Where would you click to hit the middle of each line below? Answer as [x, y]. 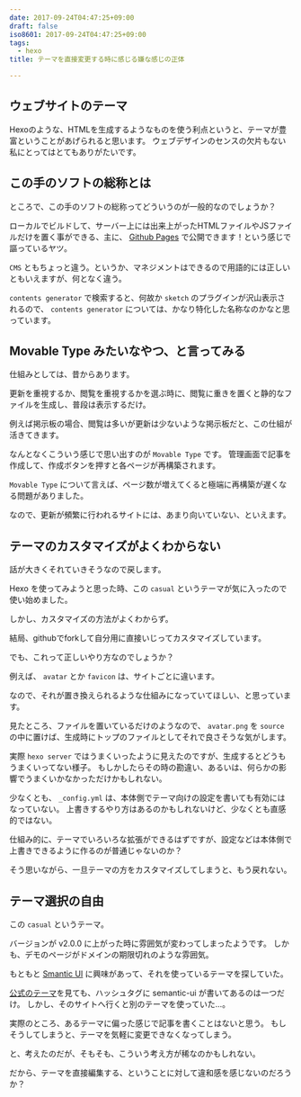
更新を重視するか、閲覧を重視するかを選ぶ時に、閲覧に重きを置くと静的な [147, 393]
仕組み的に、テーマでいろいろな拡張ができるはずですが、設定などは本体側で [151, 840]
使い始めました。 [41, 600]
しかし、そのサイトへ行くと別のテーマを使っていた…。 [128, 1004]
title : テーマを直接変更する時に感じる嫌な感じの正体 [97, 59]
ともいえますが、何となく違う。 [68, 278]
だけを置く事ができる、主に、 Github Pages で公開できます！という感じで [154, 237]
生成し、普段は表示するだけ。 [95, 405]
